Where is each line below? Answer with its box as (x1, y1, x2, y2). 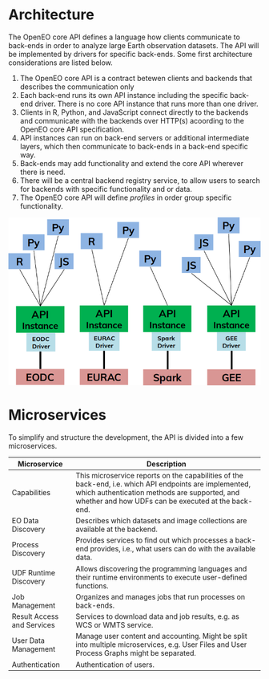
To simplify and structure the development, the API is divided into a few (8, 433, 244, 442)
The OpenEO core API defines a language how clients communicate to (8, 32, 240, 42)
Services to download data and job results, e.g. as (75, 612, 240, 621)
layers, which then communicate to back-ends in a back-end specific (19, 141, 248, 151)
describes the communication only (19, 82, 134, 91)
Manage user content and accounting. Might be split (75, 632, 248, 641)
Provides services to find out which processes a (75, 535, 234, 545)
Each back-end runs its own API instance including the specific (19, 90, 228, 100)
